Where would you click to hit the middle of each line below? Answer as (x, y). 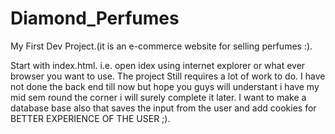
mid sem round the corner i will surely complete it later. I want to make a (158, 97)
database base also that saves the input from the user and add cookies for (163, 108)
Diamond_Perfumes (95, 18)
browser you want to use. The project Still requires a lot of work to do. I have (168, 76)
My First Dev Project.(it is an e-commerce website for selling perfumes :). (161, 46)
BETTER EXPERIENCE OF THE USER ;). (90, 118)
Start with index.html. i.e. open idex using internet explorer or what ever (158, 65)
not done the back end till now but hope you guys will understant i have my (165, 86)
